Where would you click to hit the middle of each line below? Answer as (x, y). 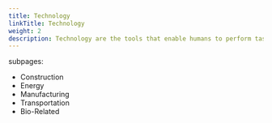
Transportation (45, 103)
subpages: (26, 61)
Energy (32, 86)
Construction (42, 77)
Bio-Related (40, 112)
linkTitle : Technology (47, 23)
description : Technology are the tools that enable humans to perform (130, 38)
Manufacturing (45, 95)
